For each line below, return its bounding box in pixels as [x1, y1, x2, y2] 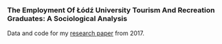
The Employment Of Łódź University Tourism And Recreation [7, 5, 215, 15]
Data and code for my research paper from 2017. [7, 29, 144, 37]
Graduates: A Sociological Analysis [7, 14, 128, 23]
